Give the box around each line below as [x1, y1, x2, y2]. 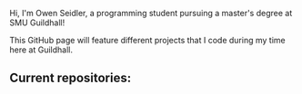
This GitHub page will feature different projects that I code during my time [9, 35, 286, 45]
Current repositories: [9, 70, 132, 86]
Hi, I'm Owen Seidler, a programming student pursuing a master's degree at [9, 8, 293, 18]
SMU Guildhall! [9, 17, 65, 28]
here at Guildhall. [9, 44, 73, 55]
